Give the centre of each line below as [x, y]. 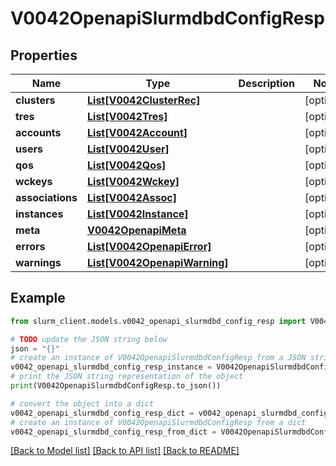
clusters [35, 100]
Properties [44, 55]
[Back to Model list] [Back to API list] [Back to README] [125, 451]
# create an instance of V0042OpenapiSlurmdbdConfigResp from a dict [158, 422]
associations [46, 197]
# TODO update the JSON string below [89, 339]
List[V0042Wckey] [133, 181]
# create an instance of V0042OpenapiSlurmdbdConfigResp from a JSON [158, 358]
